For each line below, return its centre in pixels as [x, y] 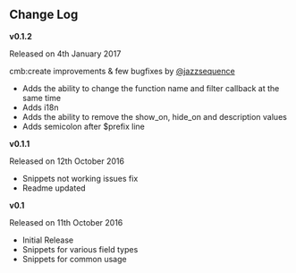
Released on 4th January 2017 [65, 54]
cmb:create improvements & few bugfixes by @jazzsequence [122, 71]
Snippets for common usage [74, 259]
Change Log [44, 15]
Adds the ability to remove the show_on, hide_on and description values [155, 116]
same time [41, 98]
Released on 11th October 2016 [66, 222]
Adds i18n [40, 107]
